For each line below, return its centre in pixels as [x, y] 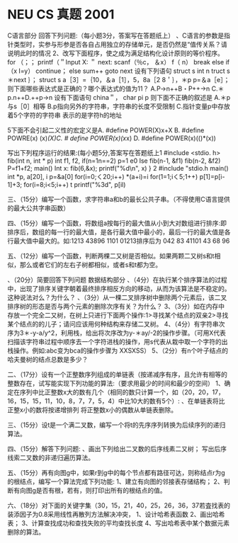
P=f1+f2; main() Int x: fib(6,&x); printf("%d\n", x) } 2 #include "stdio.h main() [118, 168]
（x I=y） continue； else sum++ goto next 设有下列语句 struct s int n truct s [119, 71]
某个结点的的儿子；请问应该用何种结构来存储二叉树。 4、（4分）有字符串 [113, 324]
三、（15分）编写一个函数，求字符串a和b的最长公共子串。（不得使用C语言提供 [119, 199]
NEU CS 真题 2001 [61, 15]
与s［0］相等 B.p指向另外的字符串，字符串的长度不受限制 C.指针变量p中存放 [119, 106]
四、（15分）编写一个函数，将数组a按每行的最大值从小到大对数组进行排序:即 [117, 223]
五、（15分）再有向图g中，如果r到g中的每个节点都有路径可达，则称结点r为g [116, 472]
